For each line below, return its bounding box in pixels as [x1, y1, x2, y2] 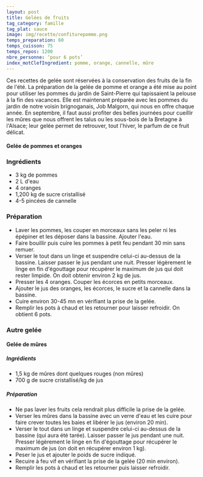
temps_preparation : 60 [6, 37, 64, 43]
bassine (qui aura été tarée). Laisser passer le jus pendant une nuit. [15, 432, 185, 439]
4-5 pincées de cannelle [15, 197, 77, 205]
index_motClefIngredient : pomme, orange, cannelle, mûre [6, 60, 154, 66]
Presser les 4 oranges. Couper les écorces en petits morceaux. [15, 278, 174, 285]
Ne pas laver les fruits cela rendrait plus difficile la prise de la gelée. [15, 406, 186, 413]
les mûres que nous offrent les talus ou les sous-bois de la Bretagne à [6, 115, 182, 122]
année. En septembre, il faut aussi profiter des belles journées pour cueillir [6, 109, 193, 116]
